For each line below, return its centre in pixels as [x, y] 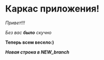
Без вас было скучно [28, 32]
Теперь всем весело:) [30, 42]
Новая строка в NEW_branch [37, 52]
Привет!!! [15, 23]
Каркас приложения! [53, 9]
